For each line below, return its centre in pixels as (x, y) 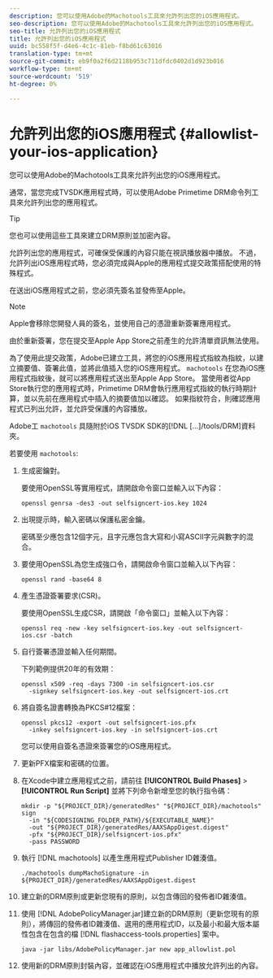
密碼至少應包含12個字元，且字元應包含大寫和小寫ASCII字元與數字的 (134, 537)
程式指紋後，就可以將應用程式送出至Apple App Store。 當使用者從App (133, 378)
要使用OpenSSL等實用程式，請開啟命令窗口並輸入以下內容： (122, 488)
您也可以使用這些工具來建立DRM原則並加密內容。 (92, 236)
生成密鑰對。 (42, 471)
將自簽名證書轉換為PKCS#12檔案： (79, 707)
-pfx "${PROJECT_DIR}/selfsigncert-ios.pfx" (105, 835)
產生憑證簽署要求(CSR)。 (63, 596)
